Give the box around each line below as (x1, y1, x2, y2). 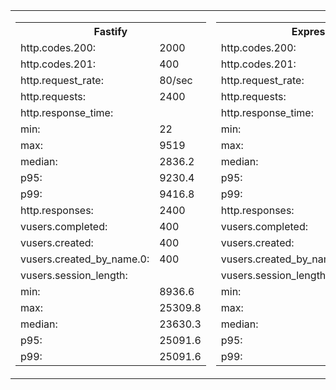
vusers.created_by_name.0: (20, 252, 150, 266)
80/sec (159, 74, 193, 87)
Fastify (93, 25, 128, 38)
